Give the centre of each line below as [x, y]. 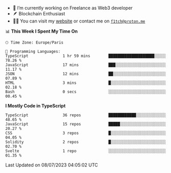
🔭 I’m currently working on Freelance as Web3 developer [73, 8]
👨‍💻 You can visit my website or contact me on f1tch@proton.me [79, 21]
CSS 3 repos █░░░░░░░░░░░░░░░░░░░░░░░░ [86, 133]
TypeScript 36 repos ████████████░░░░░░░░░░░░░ [86, 115]
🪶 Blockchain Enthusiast [39, 14]
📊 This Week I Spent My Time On [41, 31]
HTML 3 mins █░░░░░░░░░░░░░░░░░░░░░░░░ [86, 83]
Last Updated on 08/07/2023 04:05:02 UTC [52, 165]
